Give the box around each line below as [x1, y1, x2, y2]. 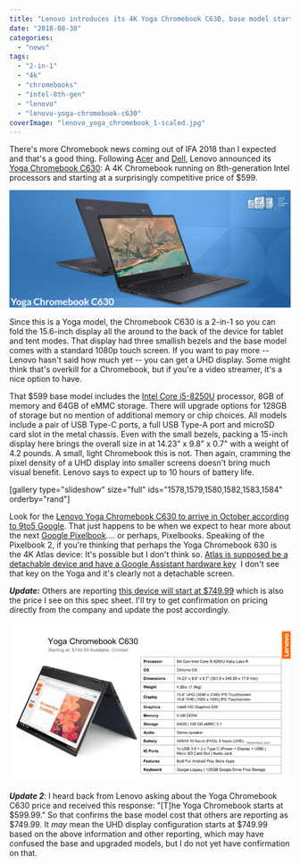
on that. [9, 847, 37, 858]
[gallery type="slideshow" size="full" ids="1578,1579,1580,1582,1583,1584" [9, 484, 283, 496]
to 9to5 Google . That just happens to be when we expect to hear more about [9, 521, 291, 531]
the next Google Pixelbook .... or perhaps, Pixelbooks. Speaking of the [9, 530, 265, 541]
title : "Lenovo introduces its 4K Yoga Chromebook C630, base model [9, 14, 270, 23]
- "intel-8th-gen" [17, 89, 87, 98]
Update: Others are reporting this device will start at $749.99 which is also [9, 586, 284, 597]
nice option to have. [9, 374, 82, 385]
